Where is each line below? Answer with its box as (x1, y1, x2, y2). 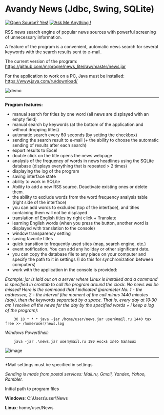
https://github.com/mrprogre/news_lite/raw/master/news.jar (5, 63, 126, 69)
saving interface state (12, 173, 56, 179)
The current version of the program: (5, 58, 78, 64)
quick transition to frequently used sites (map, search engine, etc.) (12, 241, 146, 247)
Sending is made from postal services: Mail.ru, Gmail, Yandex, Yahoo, (5, 371, 146, 377)
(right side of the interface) (12, 199, 67, 205)
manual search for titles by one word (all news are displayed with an (12, 111, 149, 117)
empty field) (12, 116, 37, 122)
